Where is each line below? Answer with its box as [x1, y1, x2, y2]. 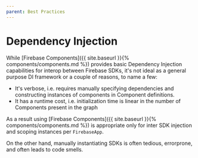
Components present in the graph [14, 104, 98, 111]
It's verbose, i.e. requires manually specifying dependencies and [14, 85, 174, 92]
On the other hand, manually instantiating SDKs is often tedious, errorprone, [6, 140, 193, 147]
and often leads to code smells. [6, 145, 83, 153]
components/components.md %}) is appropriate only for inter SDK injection [6, 122, 192, 129]
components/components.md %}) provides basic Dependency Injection [6, 60, 182, 67]
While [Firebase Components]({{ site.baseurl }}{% [6, 54, 129, 61]
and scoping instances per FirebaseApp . [6, 128, 104, 135]
